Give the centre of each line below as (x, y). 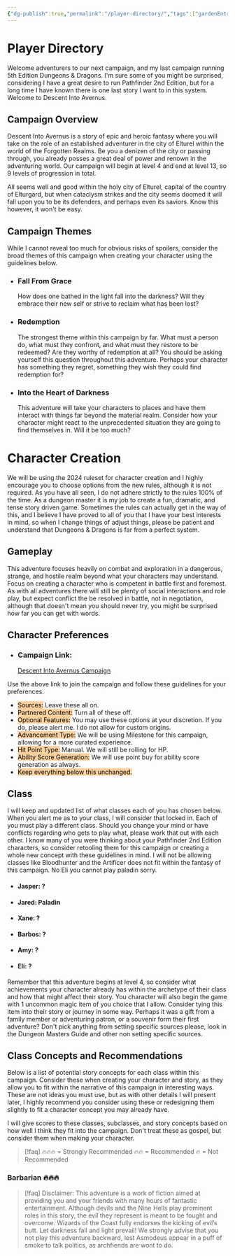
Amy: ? (28, 950)
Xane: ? (29, 918)
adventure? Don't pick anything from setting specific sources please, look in (117, 1026)
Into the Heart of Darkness (63, 393)
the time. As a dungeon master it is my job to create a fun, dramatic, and (111, 500)
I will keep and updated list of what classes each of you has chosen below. (115, 811)
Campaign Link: (44, 655)
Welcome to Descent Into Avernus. (57, 97)
